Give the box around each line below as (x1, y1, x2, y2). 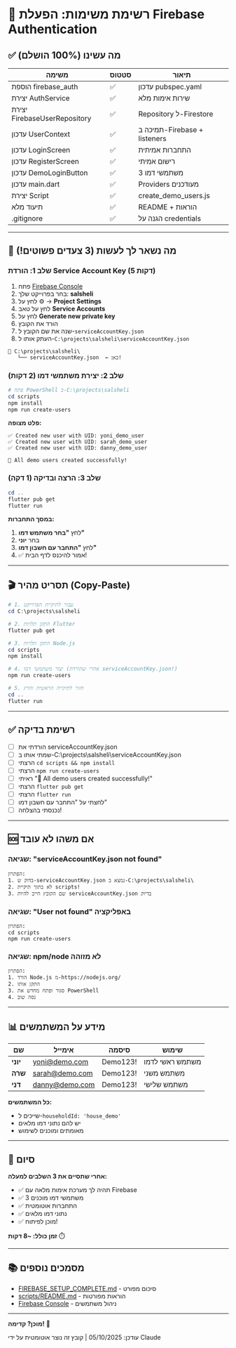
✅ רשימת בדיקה (8, 724, 76, 736)
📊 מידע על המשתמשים (8, 1021, 106, 1033)
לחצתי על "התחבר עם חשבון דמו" (18, 797, 108, 806)
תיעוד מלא (11, 202, 43, 211)
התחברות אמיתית (138, 145, 191, 155)
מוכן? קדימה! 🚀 (8, 1319, 51, 1328)
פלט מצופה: (8, 419, 42, 427)
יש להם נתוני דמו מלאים (18, 1119, 81, 1127)
